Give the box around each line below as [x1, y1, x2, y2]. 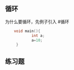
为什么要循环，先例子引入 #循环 [5, 19, 70, 25]
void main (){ [14, 29, 41, 34]
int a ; [31, 33, 45, 38]
